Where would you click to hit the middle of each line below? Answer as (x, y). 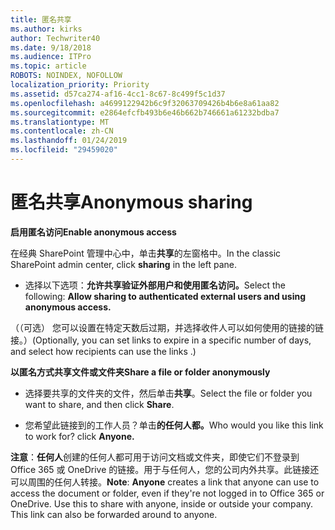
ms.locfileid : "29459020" (64, 150)
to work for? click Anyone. (79, 436)
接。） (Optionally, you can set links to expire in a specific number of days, (161, 340)
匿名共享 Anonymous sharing (131, 202)
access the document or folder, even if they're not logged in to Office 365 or (167, 493)
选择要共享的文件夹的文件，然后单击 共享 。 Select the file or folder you (168, 393)
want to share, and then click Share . (99, 404)
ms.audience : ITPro (51, 57)
